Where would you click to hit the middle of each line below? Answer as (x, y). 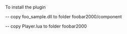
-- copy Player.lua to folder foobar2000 (46, 26)
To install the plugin (26, 7)
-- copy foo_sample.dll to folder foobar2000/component (63, 17)
